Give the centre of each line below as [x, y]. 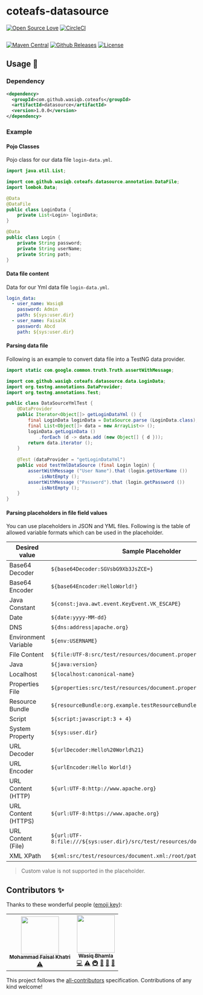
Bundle [19, 709]
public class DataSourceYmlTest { [50, 403]
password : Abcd [36, 326]
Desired [27, 547]
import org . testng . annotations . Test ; [54, 392]
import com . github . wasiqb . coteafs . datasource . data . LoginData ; [86, 381]
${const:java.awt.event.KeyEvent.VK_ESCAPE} [116, 604]
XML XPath [25, 856]
